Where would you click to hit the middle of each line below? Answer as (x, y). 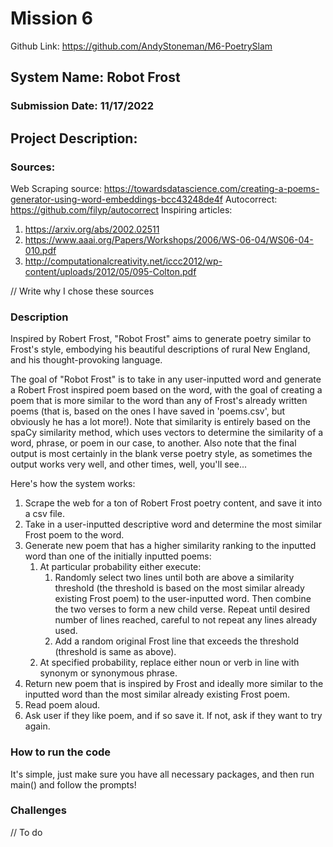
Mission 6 (52, 18)
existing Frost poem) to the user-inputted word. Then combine (183, 599)
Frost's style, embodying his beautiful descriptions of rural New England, (160, 349)
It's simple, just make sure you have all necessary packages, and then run (162, 774)
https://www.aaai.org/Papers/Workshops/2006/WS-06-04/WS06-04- (169, 239)
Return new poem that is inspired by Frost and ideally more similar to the (174, 684)
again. (37, 726)
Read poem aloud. (62, 705)
